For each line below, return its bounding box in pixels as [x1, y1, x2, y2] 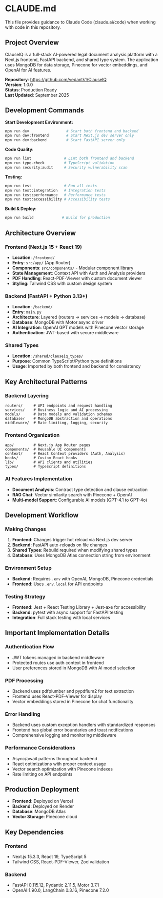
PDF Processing [5, 677, 44, 684]
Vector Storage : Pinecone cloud [12, 814, 78, 820]
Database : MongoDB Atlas [12, 809, 66, 814]
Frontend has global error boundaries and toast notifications [12, 727, 133, 733]
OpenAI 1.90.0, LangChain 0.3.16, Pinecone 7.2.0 [12, 887, 109, 893]
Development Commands [5, 106, 84, 115]
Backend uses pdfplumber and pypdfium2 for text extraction [12, 688, 134, 694]
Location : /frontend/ [12, 255, 55, 260]
